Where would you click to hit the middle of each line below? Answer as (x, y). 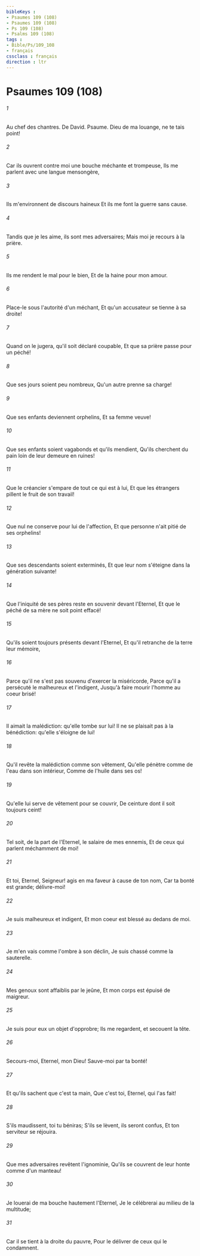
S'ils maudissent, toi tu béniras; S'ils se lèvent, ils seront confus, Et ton (93, 1125)
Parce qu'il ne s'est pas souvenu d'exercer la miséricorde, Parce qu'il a (93, 681)
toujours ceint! (24, 810)
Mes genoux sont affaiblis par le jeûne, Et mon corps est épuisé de (88, 990)
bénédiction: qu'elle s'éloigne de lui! (51, 733)
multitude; (19, 1209)
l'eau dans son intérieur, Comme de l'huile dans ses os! (74, 771)
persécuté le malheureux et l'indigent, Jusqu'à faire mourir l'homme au (93, 687)
